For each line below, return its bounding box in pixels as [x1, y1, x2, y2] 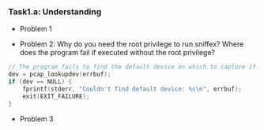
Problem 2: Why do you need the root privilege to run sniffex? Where [19, 39, 244, 49]
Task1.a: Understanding [8, 6, 102, 17]
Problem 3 [19, 113, 54, 124]
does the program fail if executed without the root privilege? [19, 48, 216, 58]
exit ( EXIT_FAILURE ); [22, 92, 90, 100]
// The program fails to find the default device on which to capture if [8, 63, 257, 71]
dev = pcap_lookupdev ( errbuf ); [8, 70, 111, 79]
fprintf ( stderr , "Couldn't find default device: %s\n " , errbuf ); [22, 85, 243, 93]
